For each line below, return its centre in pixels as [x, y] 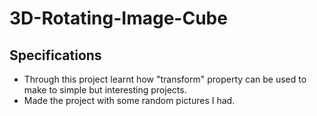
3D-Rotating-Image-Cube [118, 18]
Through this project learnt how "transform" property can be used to [165, 79]
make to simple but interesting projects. [105, 90]
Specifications [55, 55]
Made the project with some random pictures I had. [129, 100]
